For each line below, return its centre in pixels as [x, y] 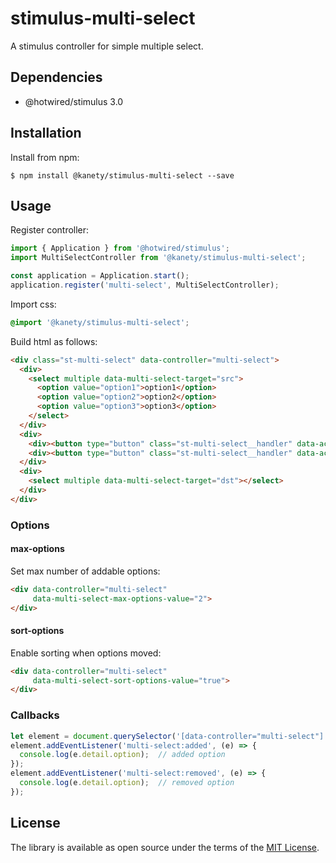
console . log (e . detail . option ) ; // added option [122, 755]
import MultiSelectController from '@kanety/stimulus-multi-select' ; [158, 258]
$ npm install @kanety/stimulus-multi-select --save [122, 175]
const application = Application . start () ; [100, 276]
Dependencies [56, 77]
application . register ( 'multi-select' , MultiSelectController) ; [145, 285]
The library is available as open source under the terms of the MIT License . [165, 847]
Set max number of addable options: [85, 571]
